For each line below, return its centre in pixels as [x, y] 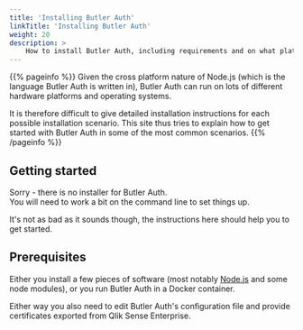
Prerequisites [48, 257]
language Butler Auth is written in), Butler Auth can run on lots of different [146, 87]
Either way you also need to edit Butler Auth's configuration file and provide [150, 306]
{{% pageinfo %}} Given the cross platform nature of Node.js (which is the [147, 77]
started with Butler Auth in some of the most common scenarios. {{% [138, 133]
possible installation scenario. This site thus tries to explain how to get [140, 124]
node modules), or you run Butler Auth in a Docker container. [123, 289]
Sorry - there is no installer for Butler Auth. [88, 192]
